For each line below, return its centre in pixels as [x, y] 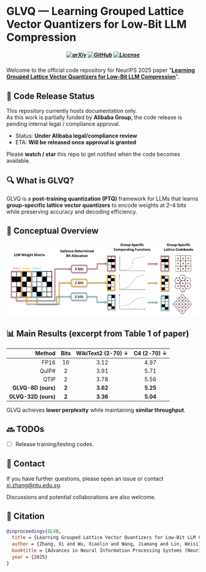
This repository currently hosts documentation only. [72, 110]
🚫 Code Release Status [51, 96]
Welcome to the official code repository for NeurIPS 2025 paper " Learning [101, 70]
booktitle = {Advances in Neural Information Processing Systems [97, 551]
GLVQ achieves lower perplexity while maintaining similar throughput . [96, 410]
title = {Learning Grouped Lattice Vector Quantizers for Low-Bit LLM [104, 538]
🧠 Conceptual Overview [53, 231]
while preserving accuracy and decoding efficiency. [72, 211]
